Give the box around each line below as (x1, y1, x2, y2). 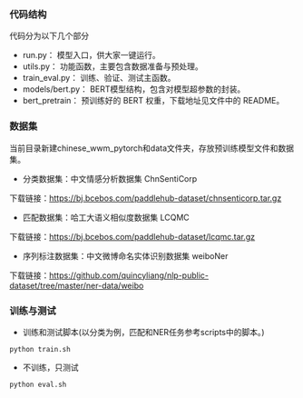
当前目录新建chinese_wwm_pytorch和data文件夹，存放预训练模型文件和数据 (9, 143, 295, 154)
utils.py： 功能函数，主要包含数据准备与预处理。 (22, 61, 203, 72)
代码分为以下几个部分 (9, 30, 89, 42)
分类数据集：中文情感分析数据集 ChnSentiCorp (22, 173, 198, 184)
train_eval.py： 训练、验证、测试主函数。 (22, 73, 176, 84)
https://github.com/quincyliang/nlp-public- (49, 270, 209, 281)
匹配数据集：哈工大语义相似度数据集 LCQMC (22, 212, 191, 223)
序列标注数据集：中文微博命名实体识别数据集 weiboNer (22, 250, 229, 261)
